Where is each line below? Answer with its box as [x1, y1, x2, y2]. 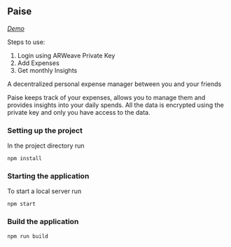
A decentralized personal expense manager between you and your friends [7, 80, 222, 88]
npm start [7, 201, 36, 208]
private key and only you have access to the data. [7, 108, 150, 116]
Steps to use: [7, 38, 45, 46]
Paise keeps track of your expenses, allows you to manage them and [7, 93, 206, 101]
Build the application [7, 217, 79, 227]
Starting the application [7, 171, 90, 181]
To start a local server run [7, 187, 82, 195]
